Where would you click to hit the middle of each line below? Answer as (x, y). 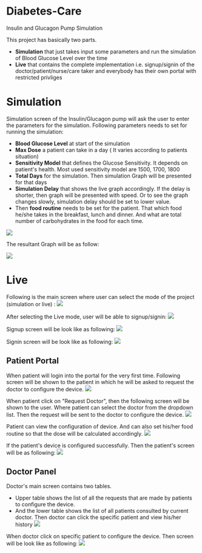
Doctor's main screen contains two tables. (59, 486)
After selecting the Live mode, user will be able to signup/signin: (86, 317)
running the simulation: (35, 131)
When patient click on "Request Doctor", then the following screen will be (98, 401)
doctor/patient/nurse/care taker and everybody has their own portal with (106, 70)
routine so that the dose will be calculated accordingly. (75, 433)
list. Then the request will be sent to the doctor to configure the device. (95, 414)
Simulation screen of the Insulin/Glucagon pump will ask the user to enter (98, 118)
